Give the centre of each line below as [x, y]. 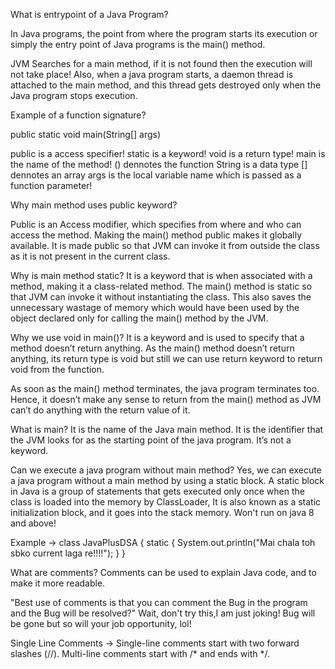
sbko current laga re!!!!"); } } [68, 553]
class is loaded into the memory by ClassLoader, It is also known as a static [166, 502]
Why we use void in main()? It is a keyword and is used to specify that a [157, 337]
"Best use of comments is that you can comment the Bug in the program [159, 602]
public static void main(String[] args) [86, 134]
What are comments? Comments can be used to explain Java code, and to [163, 572]
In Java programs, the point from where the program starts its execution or [164, 33]
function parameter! [51, 185]
